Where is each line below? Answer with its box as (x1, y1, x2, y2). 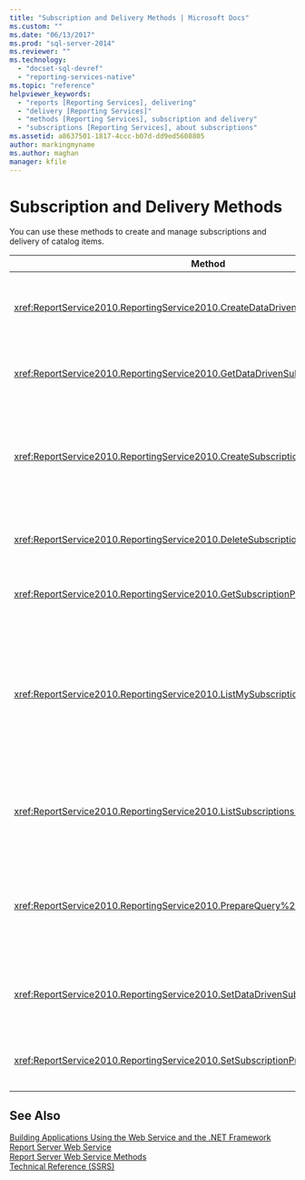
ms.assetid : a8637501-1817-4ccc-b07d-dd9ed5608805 (9, 132, 205, 141)
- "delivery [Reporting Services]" (17, 106, 152, 116)
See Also (9, 1107, 61, 1124)
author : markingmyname (9, 140, 95, 149)
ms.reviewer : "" (9, 47, 71, 56)
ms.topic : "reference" (9, 81, 95, 90)
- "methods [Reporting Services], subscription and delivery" (17, 115, 258, 124)
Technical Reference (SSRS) (9, 1161, 115, 1172)
